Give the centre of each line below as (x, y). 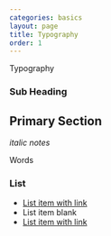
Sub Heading (38, 92)
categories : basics (46, 18)
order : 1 (26, 43)
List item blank (49, 213)
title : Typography (44, 34)
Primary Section (55, 121)
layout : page (34, 26)
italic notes (30, 142)
